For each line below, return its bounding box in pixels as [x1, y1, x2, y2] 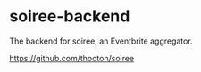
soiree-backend [9, 6, 130, 27]
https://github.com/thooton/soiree [9, 52, 135, 63]
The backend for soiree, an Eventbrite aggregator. [9, 36, 194, 46]
